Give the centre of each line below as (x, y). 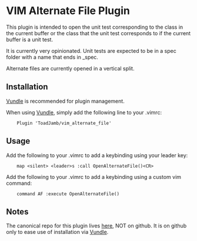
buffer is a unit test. (30, 39)
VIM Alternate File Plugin (68, 11)
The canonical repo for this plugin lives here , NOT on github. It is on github (96, 226)
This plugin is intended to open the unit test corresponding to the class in (95, 27)
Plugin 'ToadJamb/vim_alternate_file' (64, 123)
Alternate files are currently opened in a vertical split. (70, 68)
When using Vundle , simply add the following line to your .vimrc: (84, 112)
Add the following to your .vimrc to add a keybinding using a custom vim (94, 176)
